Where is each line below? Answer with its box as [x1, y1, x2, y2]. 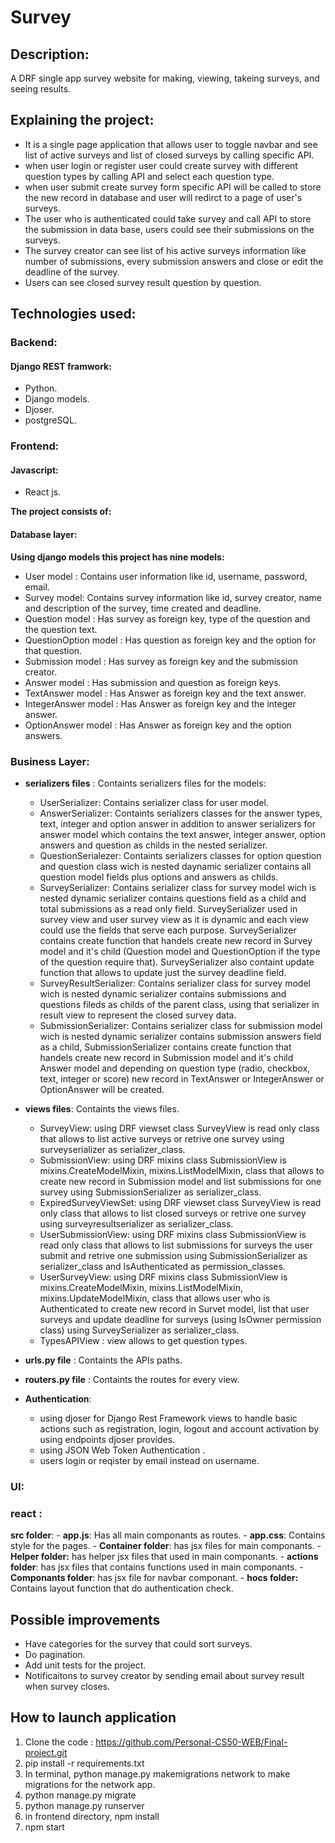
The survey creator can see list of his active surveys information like [24, 244, 307, 256]
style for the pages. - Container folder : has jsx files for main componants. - [10, 1540, 322, 1552]
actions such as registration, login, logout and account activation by [39, 1422, 320, 1435]
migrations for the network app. [24, 1778, 156, 1790]
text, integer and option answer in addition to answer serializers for [39, 817, 317, 830]
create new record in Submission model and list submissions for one [39, 1175, 322, 1187]
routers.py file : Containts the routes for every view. [24, 1373, 240, 1385]
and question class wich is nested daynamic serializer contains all [39, 860, 312, 872]
